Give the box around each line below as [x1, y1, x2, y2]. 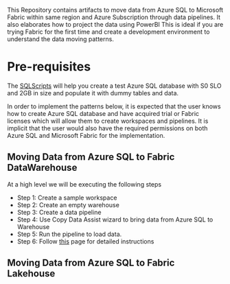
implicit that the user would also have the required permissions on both [7, 123, 208, 132]
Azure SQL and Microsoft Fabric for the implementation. [7, 131, 165, 139]
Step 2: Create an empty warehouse [16, 200, 120, 209]
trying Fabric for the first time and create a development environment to [7, 27, 210, 36]
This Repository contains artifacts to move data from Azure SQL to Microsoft [7, 6, 224, 14]
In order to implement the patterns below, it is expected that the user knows [7, 102, 221, 110]
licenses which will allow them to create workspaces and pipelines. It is [7, 117, 209, 125]
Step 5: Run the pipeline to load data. [16, 230, 122, 238]
